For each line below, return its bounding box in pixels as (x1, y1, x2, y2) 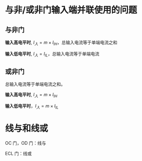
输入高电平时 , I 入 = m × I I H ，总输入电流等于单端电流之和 (5, 40, 118, 47)
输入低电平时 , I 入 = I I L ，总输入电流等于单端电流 (5, 51, 99, 58)
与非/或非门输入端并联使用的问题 (5, 4, 137, 16)
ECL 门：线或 (5, 150, 32, 156)
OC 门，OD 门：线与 (5, 140, 47, 146)
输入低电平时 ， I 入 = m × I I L (5, 103, 59, 110)
